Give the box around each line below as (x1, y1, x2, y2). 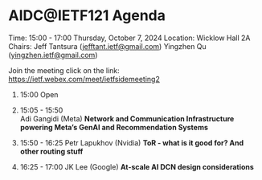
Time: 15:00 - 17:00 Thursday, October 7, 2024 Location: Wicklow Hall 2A (8, 33, 251, 43)
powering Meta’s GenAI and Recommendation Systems (19, 122, 209, 132)
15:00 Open (19, 89, 59, 99)
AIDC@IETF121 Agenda (8, 6, 166, 25)
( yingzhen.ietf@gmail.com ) (8, 50, 98, 59)
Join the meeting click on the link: (8, 65, 121, 75)
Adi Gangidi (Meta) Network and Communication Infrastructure (19, 113, 235, 123)
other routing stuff (19, 146, 84, 156)
